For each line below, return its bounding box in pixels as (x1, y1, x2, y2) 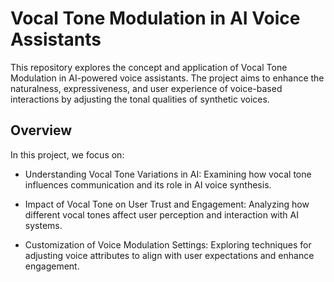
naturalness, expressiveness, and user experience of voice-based (10, 82, 283, 94)
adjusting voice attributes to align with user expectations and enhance (24, 249, 315, 261)
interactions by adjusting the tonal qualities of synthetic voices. (10, 93, 270, 105)
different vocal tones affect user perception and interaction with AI (24, 208, 299, 221)
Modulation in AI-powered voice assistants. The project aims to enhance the (10, 72, 325, 84)
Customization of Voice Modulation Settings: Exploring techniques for (24, 238, 312, 251)
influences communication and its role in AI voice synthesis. (24, 178, 272, 191)
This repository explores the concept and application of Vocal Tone (10, 61, 288, 73)
